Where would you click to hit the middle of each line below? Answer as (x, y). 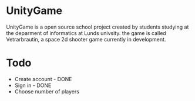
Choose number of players (47, 91)
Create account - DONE (43, 79)
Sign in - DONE (33, 85)
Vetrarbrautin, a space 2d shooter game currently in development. (86, 39)
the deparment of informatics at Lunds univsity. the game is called (86, 33)
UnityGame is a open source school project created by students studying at (97, 27)
